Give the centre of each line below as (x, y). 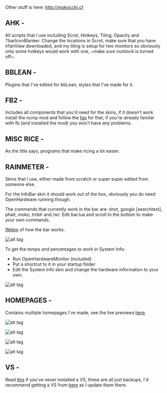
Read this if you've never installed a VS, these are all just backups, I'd (77, 379)
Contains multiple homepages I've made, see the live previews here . (76, 312)
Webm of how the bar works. (35, 230)
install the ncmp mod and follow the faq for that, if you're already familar (80, 118)
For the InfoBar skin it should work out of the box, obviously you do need (80, 194)
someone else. (21, 184)
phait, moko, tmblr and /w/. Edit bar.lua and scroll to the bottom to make (79, 215)
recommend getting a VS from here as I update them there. (66, 385)
